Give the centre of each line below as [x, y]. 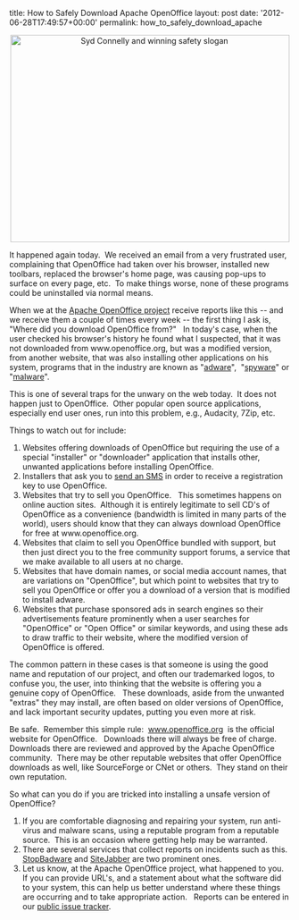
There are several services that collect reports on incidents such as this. [155, 849]
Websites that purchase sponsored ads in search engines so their [142, 609]
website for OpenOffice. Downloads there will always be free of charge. [143, 739]
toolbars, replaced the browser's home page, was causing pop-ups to [137, 274]
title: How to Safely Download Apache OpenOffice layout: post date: [134, 13]
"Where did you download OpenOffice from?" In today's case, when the [144, 329]
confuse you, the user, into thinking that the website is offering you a [135, 684]
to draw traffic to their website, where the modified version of [135, 637]
